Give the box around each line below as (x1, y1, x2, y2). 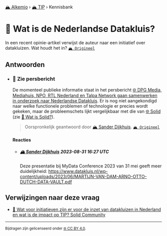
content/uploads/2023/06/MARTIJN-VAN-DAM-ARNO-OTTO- (19, 173, 147, 180)
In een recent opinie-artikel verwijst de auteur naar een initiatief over (5, 39, 146, 46)
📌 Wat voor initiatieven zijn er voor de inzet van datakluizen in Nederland (12, 207, 161, 212)
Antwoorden (5, 61, 45, 69)
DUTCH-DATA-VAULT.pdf (19, 179, 72, 185)
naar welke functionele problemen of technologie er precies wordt (12, 103, 148, 109)
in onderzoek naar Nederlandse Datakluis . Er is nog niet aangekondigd (12, 97, 157, 103)
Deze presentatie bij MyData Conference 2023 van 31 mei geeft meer (19, 163, 162, 169)
